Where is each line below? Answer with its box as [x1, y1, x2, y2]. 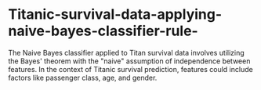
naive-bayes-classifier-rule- [8, 22, 198, 40]
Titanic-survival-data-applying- [8, 5, 223, 23]
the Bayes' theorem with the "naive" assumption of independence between [8, 56, 251, 66]
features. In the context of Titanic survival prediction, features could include [8, 64, 253, 74]
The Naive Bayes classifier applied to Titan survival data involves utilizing [8, 48, 245, 57]
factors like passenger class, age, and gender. [8, 73, 158, 82]
